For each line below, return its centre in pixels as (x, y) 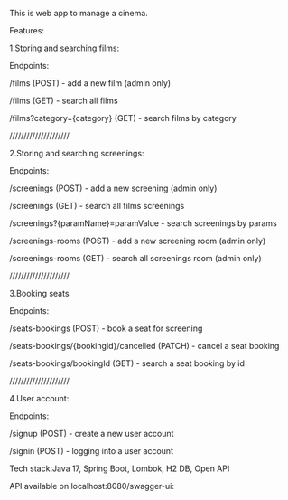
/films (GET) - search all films (64, 100)
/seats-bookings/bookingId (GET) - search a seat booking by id (127, 363)
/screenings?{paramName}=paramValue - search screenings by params (143, 223)
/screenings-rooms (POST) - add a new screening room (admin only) (138, 241)
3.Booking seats (39, 293)
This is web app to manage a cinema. (79, 13)
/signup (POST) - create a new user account (92, 434)
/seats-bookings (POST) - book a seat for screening (106, 328)
